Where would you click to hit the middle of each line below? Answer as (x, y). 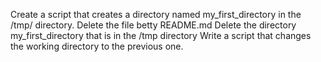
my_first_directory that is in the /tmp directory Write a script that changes (161, 35)
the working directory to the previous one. (97, 46)
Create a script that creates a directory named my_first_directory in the (156, 14)
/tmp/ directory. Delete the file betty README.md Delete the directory (153, 25)
